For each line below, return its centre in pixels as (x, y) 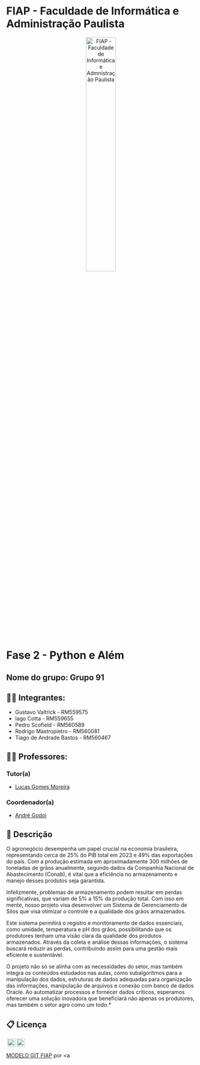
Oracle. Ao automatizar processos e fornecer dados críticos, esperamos (95, 992)
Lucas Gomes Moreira (42, 787)
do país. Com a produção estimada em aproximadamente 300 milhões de (97, 861)
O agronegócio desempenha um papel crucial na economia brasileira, (92, 849)
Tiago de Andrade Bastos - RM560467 (63, 738)
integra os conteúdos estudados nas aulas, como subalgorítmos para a (94, 973)
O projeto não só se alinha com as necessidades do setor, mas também (95, 967)
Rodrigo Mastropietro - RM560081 (57, 731)
